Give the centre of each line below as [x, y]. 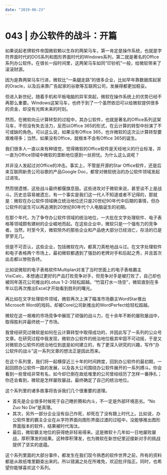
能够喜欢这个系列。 [33, 468]
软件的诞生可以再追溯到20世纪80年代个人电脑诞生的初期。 [69, 207]
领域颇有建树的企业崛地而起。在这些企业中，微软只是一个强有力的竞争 [85, 223]
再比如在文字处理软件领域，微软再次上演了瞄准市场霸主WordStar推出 [76, 299]
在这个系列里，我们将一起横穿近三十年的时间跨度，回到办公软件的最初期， [81, 361]
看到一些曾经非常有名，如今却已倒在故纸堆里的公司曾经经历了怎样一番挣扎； [83, 374]
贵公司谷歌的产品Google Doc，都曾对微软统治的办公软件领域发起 [93, 171]
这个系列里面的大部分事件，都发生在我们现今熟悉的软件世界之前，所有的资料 [83, 455]
